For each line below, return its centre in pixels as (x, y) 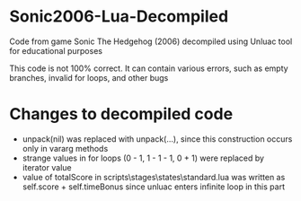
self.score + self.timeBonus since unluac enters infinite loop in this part (154, 187)
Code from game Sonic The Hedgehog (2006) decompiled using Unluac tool (151, 41)
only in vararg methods (65, 148)
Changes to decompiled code (121, 114)
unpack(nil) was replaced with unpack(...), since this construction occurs (157, 139)
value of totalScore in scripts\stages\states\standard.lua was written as (154, 177)
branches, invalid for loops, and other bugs (89, 77)
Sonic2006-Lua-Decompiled (119, 17)
